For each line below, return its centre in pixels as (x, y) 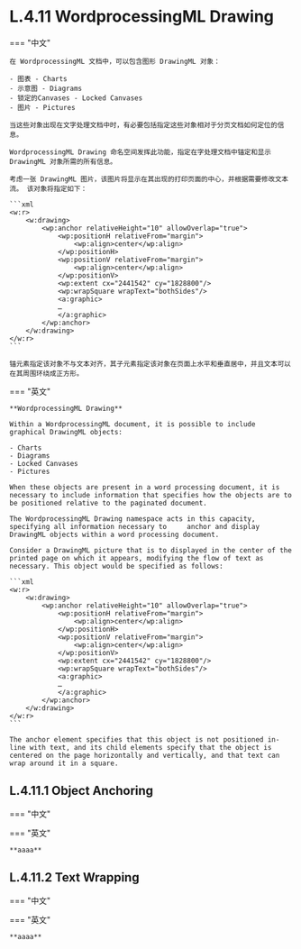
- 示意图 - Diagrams (46, 88)
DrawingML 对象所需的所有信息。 (63, 161)
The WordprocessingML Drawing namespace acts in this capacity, (132, 519)
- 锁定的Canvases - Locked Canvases (76, 98)
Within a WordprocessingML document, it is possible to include (132, 424)
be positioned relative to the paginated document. (108, 503)
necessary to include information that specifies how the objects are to (151, 495)
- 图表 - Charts (38, 78)
